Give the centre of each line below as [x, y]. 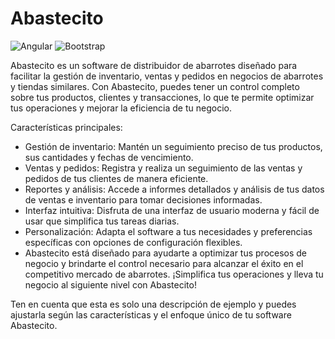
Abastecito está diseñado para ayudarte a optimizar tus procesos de [166, 253]
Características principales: [66, 127]
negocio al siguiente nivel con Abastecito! [110, 284]
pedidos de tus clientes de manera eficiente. [116, 178]
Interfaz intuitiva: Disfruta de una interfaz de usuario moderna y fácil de [172, 210]
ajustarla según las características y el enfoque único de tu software [151, 314]
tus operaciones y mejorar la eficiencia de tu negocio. [121, 108]
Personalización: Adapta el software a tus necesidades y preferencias [168, 231]
